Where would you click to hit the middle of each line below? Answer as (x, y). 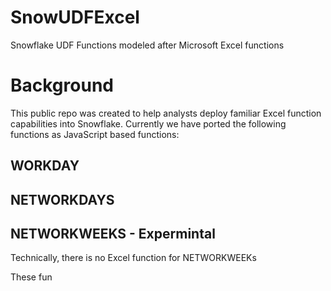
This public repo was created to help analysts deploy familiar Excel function (166, 113)
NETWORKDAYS (62, 199)
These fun (31, 277)
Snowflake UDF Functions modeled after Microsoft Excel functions (147, 45)
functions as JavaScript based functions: (95, 134)
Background (62, 85)
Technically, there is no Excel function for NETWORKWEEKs (133, 258)
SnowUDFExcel (75, 17)
